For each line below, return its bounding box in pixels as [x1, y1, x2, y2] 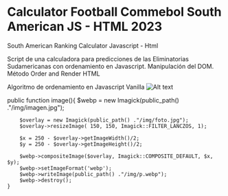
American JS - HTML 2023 [7, 19, 163, 34]
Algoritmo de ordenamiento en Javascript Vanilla [7, 83, 145, 91]
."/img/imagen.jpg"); [7, 103, 65, 111]
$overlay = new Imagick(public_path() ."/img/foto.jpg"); [19, 116, 189, 124]
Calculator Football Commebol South [7, 4, 222, 20]
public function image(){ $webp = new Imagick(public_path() [7, 96, 180, 104]
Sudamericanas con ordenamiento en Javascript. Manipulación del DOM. [7, 62, 214, 70]
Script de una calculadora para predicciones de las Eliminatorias [7, 54, 189, 63]
